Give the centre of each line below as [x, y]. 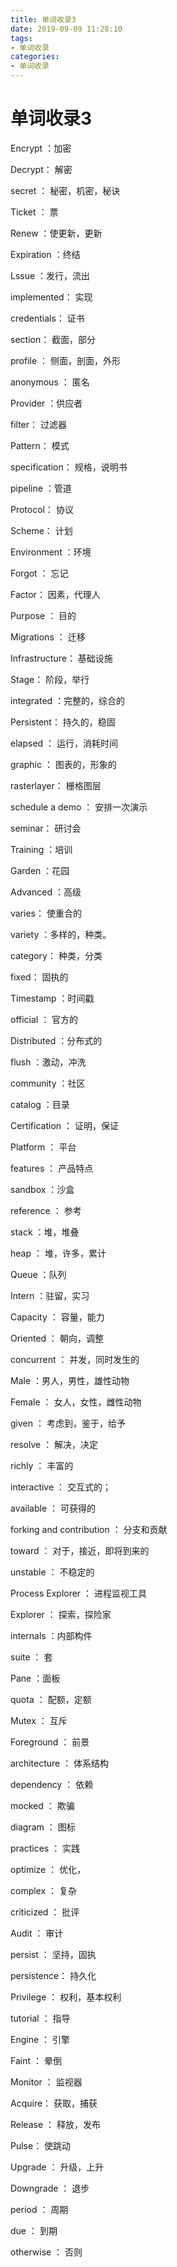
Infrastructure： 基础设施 [61, 658]
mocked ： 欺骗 [42, 1805]
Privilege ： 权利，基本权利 [66, 1997]
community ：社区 [48, 1083]
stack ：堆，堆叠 [45, 1232]
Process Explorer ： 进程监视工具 [79, 1593]
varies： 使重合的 [46, 913]
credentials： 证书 [47, 318]
